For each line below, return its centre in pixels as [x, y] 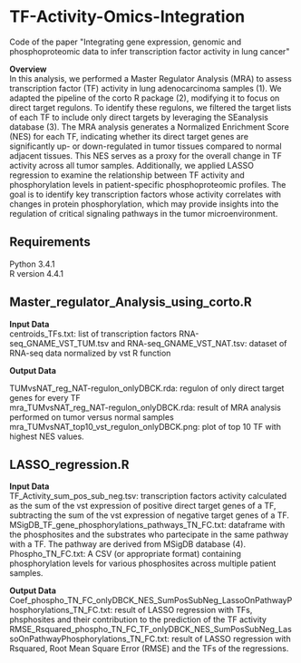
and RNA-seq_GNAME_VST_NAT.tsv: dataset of [199, 343]
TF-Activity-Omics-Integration [127, 17]
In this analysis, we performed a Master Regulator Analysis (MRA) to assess [150, 78]
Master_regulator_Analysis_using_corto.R [131, 302]
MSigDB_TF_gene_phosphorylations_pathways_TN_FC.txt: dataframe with [147, 525]
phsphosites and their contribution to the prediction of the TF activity [138, 619]
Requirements [50, 242]
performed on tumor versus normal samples [92, 417]
